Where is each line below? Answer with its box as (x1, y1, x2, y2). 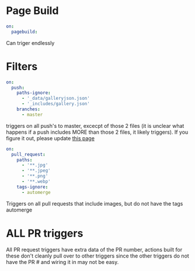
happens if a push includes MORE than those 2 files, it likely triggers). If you (6, 128, 189, 135)
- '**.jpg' (21, 162, 48, 168)
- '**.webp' (21, 179, 51, 185)
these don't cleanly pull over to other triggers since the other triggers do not (6, 252, 190, 259)
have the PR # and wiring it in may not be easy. (6, 258, 119, 265)
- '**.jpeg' (21, 168, 51, 173)
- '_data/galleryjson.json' (21, 95, 90, 102)
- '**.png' (21, 173, 48, 179)
